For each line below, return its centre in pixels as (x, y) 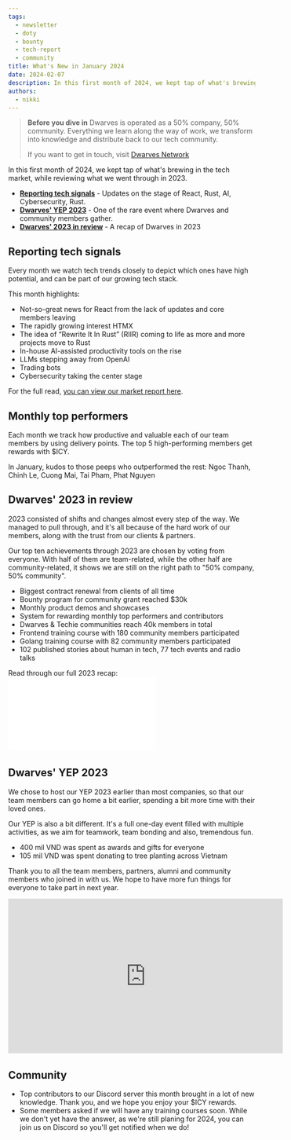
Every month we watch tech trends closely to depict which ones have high (128, 270)
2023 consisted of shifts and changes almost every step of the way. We (124, 519)
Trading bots (40, 368)
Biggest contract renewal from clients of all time (97, 591)
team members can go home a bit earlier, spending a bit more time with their (132, 800)
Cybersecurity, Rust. (53, 202)
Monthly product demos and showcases (84, 607)
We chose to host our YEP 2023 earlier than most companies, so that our (126, 792)
